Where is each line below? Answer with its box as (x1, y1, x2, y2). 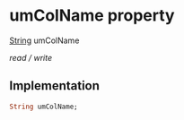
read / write (9, 52, 52, 63)
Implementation (9, 78, 101, 94)
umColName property (9, 5, 175, 26)
